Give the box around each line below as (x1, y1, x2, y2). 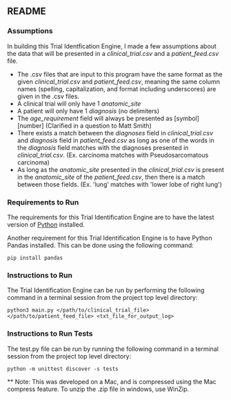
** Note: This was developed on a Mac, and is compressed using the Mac (7, 377, 217, 385)
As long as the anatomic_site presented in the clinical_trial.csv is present (17, 165, 224, 173)
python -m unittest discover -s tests (7, 365, 119, 372)
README (7, 6, 46, 17)
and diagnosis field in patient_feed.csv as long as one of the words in (17, 136, 215, 144)
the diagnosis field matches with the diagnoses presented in (17, 143, 189, 151)
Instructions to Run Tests (7, 329, 93, 339)
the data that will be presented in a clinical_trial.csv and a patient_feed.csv (7, 49, 219, 57)
